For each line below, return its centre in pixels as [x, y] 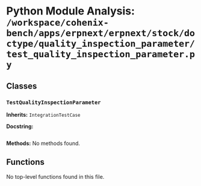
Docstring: [20, 126]
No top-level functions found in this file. [55, 176]
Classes [22, 86]
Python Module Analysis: [71, 11]
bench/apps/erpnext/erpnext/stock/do [101, 33]
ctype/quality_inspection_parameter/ [101, 44]
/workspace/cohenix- [58, 23]
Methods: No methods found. [43, 143]
